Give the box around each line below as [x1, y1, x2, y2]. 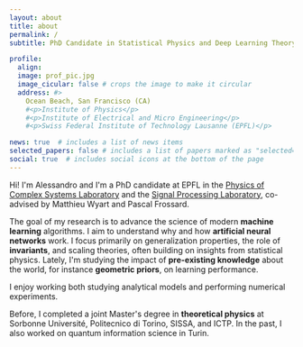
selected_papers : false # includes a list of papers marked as [9, 146, 252, 156]
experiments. [9, 290, 59, 302]
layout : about [9, 13, 63, 23]
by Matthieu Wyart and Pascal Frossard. [40, 198, 189, 209]
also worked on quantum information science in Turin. [9, 327, 210, 338]
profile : [9, 55, 42, 64]
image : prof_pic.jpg [17, 71, 95, 81]
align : [17, 63, 42, 72]
